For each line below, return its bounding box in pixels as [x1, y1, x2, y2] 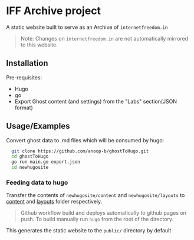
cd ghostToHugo [11, 154, 49, 159]
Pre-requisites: [6, 74, 42, 81]
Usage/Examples [6, 121, 70, 131]
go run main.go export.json [11, 159, 81, 165]
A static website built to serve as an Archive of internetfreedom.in [6, 24, 168, 31]
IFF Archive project [6, 4, 101, 18]
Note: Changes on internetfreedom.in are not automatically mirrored [20, 35, 189, 42]
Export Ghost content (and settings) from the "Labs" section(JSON [14, 98, 177, 105]
